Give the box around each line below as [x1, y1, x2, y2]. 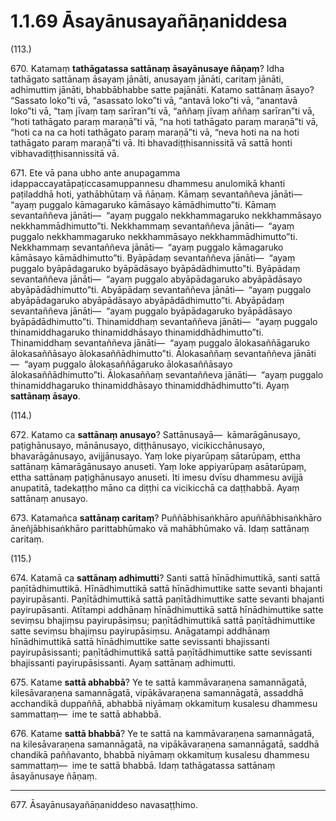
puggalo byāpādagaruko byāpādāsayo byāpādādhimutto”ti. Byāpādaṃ [10, 262, 301, 274]
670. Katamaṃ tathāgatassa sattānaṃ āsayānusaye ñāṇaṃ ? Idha [10, 62, 285, 74]
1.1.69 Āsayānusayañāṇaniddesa [10, 10, 288, 33]
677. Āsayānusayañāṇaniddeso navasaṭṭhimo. [10, 798, 198, 810]
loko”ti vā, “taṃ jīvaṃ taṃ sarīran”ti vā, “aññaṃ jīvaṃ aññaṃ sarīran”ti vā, [10, 105, 315, 117]
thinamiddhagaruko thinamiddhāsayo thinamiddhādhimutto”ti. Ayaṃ [10, 379, 290, 391]
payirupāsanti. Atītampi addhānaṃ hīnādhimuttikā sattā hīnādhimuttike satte [10, 603, 324, 615]
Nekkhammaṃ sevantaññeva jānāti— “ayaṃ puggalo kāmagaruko [10, 241, 284, 253]
